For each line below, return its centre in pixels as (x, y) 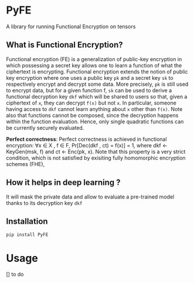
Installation (27, 221)
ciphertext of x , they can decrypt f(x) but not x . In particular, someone (91, 103)
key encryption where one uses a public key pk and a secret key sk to (90, 78)
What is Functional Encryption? (64, 45)
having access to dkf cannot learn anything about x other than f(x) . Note (94, 109)
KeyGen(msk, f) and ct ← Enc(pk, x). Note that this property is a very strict (96, 151)
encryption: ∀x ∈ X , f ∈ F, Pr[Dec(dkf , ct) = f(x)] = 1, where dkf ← (87, 145)
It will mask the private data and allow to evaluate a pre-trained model (90, 197)
